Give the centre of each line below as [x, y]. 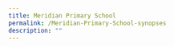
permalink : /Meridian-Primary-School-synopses [87, 23]
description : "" [35, 30]
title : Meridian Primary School [62, 16]
